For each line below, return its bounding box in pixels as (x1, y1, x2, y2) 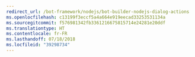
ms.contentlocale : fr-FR (6, 31, 68, 37)
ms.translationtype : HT (6, 25, 65, 31)
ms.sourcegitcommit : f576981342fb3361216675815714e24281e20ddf (6, 20, 166, 26)
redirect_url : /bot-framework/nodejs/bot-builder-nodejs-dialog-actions (6, 8, 190, 15)
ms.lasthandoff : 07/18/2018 (6, 36, 76, 42)
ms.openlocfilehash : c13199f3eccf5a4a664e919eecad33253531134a (6, 14, 166, 20)
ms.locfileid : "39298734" (6, 42, 70, 48)
